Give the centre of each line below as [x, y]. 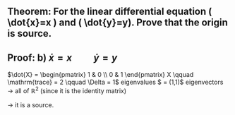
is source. [30, 34]
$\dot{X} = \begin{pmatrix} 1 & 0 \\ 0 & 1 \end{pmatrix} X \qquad [101, 75]
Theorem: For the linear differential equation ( [110, 12]
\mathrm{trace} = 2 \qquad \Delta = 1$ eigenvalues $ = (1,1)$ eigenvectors [115, 82]
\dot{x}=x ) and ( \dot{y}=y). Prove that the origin [117, 23]
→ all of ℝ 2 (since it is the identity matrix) [67, 90]
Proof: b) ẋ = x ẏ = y [62, 57]
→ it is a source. [31, 104]
